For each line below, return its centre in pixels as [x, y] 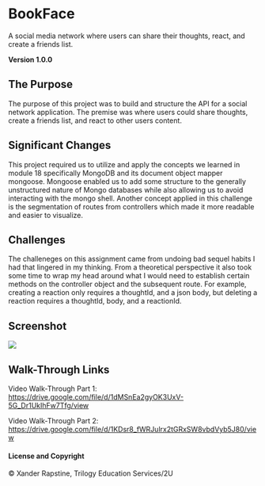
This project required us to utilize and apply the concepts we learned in [124, 164]
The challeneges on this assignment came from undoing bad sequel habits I [132, 259]
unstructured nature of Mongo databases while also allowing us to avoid [126, 189]
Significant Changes [60, 145]
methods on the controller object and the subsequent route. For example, [127, 284]
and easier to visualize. [46, 215]
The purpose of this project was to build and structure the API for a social [128, 103]
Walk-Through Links [59, 369]
